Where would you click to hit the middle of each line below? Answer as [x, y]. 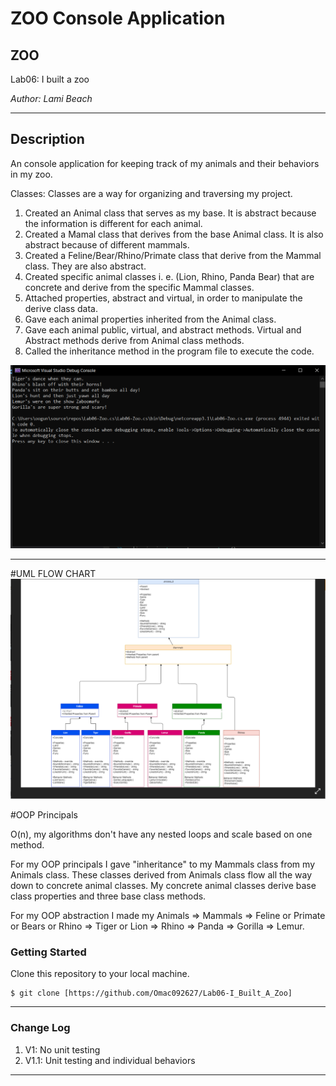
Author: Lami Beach [51, 98]
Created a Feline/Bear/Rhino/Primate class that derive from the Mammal [173, 255]
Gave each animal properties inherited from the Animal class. [150, 319]
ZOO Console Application [118, 18]
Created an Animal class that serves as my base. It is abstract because [170, 213]
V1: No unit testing [62, 1049]
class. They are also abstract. [85, 266]
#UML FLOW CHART [53, 573]
